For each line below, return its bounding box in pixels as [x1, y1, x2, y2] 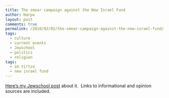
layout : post [5, 17, 33, 22]
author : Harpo [5, 12, 35, 17]
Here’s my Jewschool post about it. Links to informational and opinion [5, 83, 152, 89]
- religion [10, 54, 33, 60]
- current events [10, 41, 47, 46]
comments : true [5, 21, 37, 27]
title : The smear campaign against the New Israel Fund [5, 7, 125, 13]
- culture [10, 36, 30, 41]
